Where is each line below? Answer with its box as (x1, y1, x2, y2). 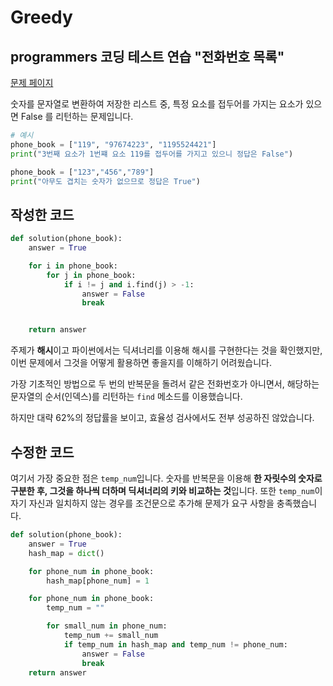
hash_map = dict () (28, 548, 105, 558)
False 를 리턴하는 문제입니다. (20, 111, 134, 122)
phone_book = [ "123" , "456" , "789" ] (10, 167, 155, 177)
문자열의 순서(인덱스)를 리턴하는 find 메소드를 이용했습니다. (10, 391, 243, 403)
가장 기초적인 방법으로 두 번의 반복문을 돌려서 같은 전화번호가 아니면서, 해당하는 (10, 378, 320, 390)
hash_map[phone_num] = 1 (46, 576, 150, 586)
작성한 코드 (10, 206, 75, 223)
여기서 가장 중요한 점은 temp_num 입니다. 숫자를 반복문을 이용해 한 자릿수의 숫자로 (10, 472, 323, 484)
